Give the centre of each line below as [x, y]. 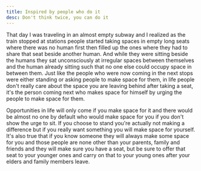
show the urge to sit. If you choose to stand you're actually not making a [95, 123]
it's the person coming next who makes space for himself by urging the [94, 92]
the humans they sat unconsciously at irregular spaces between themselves [100, 60]
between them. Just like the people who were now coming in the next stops [100, 73]
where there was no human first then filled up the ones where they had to [97, 47]
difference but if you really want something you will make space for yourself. [101, 129]
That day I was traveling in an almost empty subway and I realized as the [96, 34]
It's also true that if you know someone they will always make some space [98, 135]
